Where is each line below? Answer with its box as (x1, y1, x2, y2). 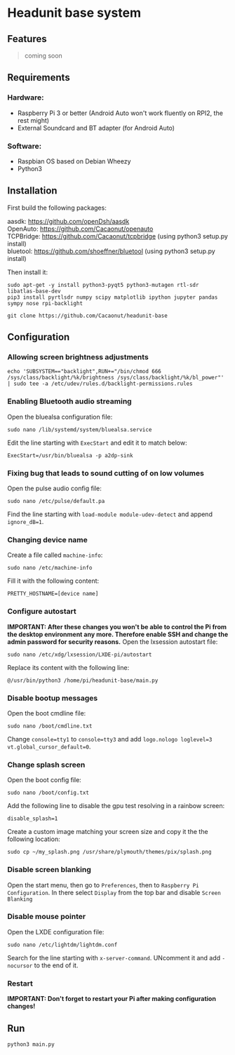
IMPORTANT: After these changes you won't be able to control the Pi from (7, 622, 227, 631)
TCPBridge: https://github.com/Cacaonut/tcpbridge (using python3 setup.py (7, 231, 228, 240)
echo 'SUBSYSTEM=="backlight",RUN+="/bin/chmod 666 (7, 368, 161, 375)
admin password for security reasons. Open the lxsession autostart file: (7, 637, 218, 646)
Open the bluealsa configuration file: (7, 412, 113, 421)
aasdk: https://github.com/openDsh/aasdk (7, 217, 130, 225)
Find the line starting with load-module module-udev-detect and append (7, 510, 213, 518)
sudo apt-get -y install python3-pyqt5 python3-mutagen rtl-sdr (7, 281, 199, 288)
